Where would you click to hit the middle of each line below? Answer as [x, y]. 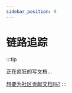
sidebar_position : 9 [32, 11]
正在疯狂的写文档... [29, 71]
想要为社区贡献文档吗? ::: [36, 84]
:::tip [12, 59]
